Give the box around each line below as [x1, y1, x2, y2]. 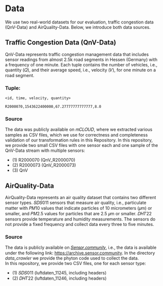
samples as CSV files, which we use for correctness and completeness [5, 132, 148, 138]
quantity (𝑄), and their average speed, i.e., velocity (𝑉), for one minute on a [5, 67, 156, 73]
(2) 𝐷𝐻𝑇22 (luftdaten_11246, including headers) [12, 275, 107, 281]
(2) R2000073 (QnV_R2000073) [12, 162, 77, 168]
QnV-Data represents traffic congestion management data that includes [5, 51, 149, 57]
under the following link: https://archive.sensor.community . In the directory [5, 250, 155, 256]
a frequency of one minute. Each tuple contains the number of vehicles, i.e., [5, 61, 158, 67]
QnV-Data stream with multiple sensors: [5, 147, 85, 154]
